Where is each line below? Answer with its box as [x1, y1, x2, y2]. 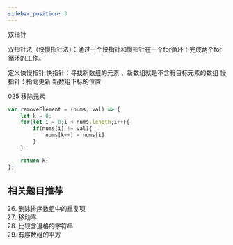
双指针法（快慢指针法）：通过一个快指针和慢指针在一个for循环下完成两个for [8, 45, 222, 53]
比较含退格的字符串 [17, 222, 74, 230]
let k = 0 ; [20, 112, 52, 119]
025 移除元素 [8, 92, 46, 100]
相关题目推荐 [8, 184, 63, 196]
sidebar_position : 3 [8, 10, 68, 17]
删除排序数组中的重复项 [17, 205, 86, 213]
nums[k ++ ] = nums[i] [45, 132, 105, 139]
